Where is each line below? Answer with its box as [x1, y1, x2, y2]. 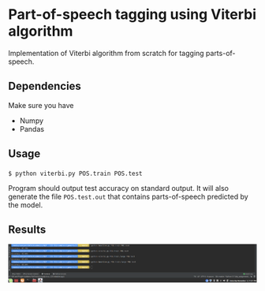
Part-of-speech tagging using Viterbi [8, 6, 257, 24]
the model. [8, 200, 43, 210]
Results [8, 222, 47, 236]
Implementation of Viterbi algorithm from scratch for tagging [8, 48, 204, 58]
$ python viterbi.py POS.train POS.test [8, 170, 144, 177]
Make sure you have [8, 100, 74, 110]
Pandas [19, 124, 45, 133]
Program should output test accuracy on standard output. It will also [8, 183, 229, 192]
